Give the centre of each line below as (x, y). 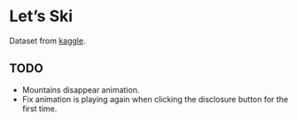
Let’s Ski (41, 16)
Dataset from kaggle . (47, 41)
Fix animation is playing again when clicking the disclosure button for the (155, 99)
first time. (39, 109)
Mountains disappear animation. (81, 89)
